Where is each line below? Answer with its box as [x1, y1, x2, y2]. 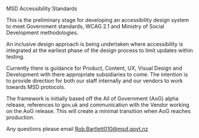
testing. [6, 53, 25, 60]
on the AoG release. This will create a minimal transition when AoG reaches [6, 108, 191, 114]
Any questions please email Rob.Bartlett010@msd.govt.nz [6, 126, 148, 132]
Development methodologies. [6, 29, 79, 36]
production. [6, 114, 35, 121]
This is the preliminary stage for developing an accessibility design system [6, 17, 189, 23]
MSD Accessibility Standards [6, 5, 77, 12]
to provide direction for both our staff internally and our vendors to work [6, 77, 184, 84]
